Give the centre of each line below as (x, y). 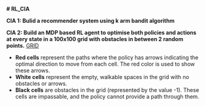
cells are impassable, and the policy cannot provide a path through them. (107, 97)
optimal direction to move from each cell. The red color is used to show (105, 64)
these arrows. (32, 70)
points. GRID (23, 46)
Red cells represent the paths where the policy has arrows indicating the (107, 57)
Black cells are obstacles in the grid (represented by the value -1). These (107, 90)
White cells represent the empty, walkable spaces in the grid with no (102, 77)
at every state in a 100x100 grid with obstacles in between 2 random (95, 39)
